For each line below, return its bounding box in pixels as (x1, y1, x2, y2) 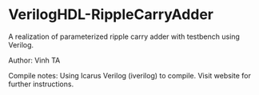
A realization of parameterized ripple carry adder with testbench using (8, 32, 240, 41)
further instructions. (8, 79, 74, 89)
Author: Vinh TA (8, 55, 61, 65)
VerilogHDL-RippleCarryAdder (8, 6, 214, 24)
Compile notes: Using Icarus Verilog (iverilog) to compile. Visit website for (8, 70, 252, 80)
